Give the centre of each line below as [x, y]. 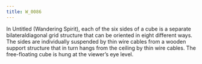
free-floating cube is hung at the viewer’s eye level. [70, 54]
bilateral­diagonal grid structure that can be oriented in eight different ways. [99, 35]
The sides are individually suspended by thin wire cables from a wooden [96, 41]
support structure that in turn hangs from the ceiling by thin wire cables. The [101, 48]
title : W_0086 [24, 12]
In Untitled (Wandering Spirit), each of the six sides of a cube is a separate [99, 29]
